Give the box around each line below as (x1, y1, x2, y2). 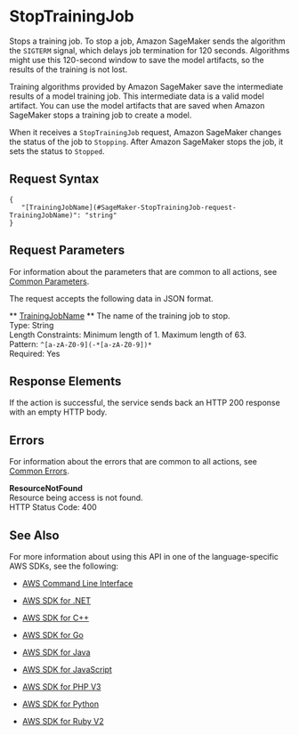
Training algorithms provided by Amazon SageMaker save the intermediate (9, 81, 284, 92)
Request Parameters (9, 243, 125, 258)
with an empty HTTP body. (9, 407, 108, 417)
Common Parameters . (9, 276, 90, 287)
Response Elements (9, 374, 122, 389)
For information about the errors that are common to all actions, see (9, 456, 258, 467)
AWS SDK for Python (21, 699, 100, 709)
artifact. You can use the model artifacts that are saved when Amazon (9, 100, 265, 110)
